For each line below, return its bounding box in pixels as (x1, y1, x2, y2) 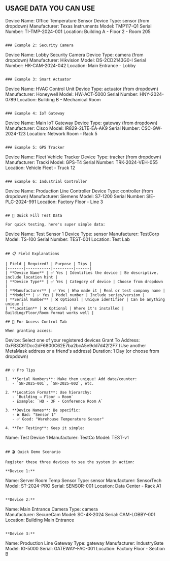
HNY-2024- (139, 91, 164, 97)
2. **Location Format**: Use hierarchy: (5, 389, 92, 395)
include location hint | (5, 274, 58, 279)
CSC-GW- (141, 125, 162, 131)
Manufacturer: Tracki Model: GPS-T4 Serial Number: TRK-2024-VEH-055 (5, 159, 158, 165)
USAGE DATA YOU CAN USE (5, 4, 95, 13)
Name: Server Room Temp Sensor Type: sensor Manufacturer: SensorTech (5, 477, 162, 483)
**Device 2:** (5, 497, 36, 502)
